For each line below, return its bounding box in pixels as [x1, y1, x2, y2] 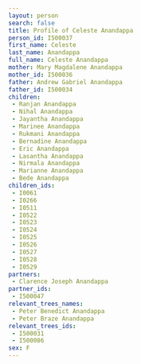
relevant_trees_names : [8, 300, 84, 308]
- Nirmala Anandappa [11, 160, 80, 168]
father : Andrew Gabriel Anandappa [8, 78, 123, 86]
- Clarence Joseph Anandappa [11, 277, 109, 286]
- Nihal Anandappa [11, 108, 73, 116]
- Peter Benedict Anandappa [11, 307, 105, 315]
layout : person [8, 11, 59, 20]
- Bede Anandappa [11, 174, 69, 183]
